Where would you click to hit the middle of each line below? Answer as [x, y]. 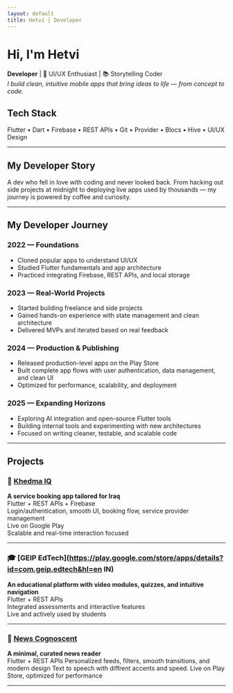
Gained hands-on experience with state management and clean [108, 316]
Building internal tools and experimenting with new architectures [109, 426]
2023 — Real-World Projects [56, 293]
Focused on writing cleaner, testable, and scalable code [97, 433]
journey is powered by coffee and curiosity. [69, 197]
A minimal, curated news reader [54, 653]
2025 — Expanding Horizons [57, 403]
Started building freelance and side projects [80, 308]
